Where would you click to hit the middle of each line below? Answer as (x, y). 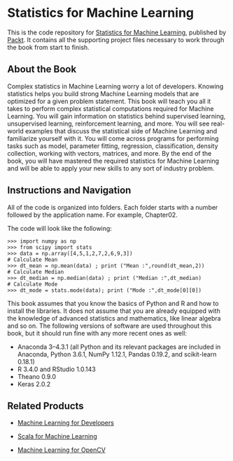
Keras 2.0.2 (34, 384)
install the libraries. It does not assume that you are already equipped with (114, 311)
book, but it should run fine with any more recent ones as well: (97, 333)
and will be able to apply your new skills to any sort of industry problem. (111, 168)
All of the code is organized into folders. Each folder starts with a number (113, 207)
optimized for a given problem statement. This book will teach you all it (109, 101)
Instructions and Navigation (69, 191)
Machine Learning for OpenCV (62, 450)
